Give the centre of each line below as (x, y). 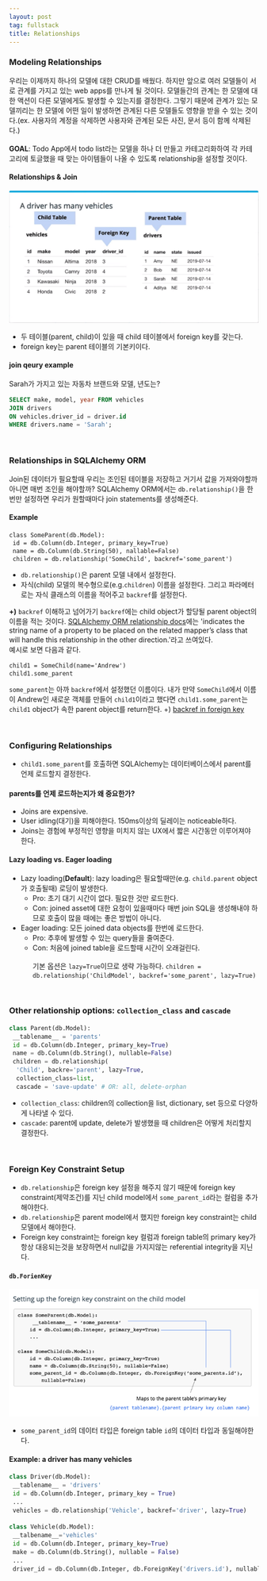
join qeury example (41, 365)
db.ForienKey (31, 1276)
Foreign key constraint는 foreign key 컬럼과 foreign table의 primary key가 (138, 1237)
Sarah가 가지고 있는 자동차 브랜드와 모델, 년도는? (85, 383)
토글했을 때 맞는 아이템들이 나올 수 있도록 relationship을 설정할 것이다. (139, 158)
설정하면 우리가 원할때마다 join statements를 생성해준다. (111, 498)
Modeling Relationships (55, 62)
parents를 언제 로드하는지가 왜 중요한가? (72, 793)
